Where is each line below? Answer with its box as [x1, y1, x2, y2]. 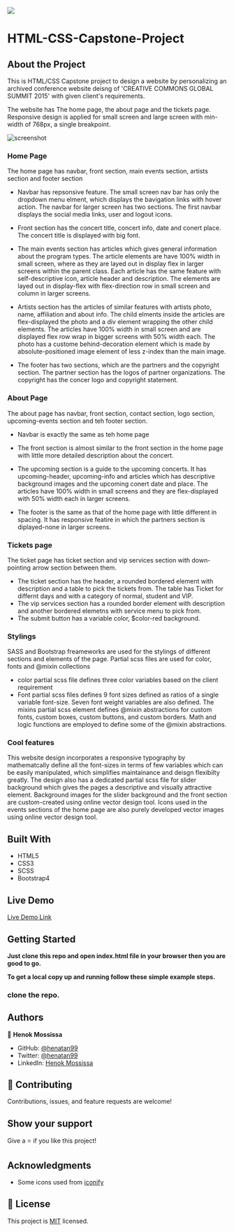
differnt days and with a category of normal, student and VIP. [17, 591, 193, 600]
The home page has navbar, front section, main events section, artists [7, 167, 208, 175]
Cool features [7, 738, 54, 748]
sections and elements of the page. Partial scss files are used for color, [7, 655, 212, 663]
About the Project [7, 58, 86, 70]
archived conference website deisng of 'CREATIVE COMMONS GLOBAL [7, 85, 214, 92]
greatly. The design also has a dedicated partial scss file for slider [7, 776, 197, 784]
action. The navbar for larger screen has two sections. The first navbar [17, 203, 221, 211]
